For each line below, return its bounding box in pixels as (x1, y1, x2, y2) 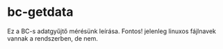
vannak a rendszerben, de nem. (7, 34, 99, 42)
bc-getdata (7, 4, 74, 20)
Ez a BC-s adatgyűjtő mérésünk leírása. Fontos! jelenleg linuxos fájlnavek (7, 27, 217, 35)
